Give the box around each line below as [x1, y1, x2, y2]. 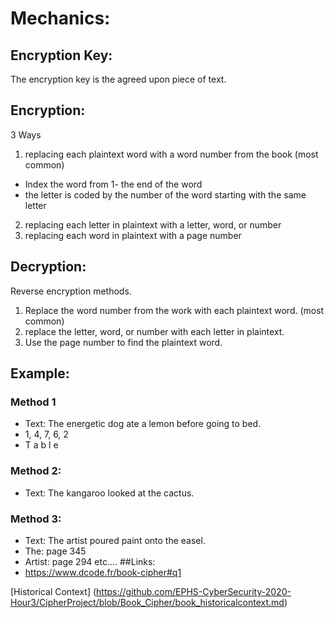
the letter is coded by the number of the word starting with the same [24, 188, 307, 201]
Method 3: [10, 512, 62, 526]
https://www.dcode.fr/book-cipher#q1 [24, 566, 182, 578]
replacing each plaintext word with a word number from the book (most [24, 148, 319, 160]
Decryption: [10, 258, 87, 276]
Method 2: [10, 464, 62, 478]
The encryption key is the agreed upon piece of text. [10, 73, 227, 85]
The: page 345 [24, 545, 87, 557]
